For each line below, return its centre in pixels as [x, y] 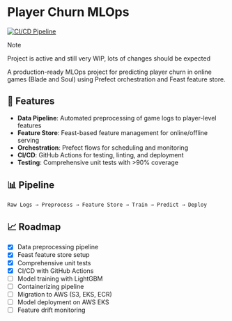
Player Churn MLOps [68, 12]
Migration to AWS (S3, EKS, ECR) [65, 294]
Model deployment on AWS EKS [63, 302]
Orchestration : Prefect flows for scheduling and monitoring [103, 148]
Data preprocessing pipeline [58, 247]
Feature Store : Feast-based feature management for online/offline [112, 132]
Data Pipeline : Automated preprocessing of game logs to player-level [117, 118]
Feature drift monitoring [51, 310]
